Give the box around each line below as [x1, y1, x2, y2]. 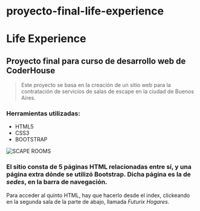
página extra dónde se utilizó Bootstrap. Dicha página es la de [6, 170, 192, 179]
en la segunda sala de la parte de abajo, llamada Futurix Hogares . [6, 198, 170, 205]
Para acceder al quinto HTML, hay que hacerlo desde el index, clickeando [6, 192, 190, 199]
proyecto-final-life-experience [6, 4, 164, 18]
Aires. [21, 94, 36, 102]
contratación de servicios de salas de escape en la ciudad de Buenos [21, 88, 195, 95]
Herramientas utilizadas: [6, 109, 80, 118]
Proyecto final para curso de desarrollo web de [6, 56, 186, 66]
